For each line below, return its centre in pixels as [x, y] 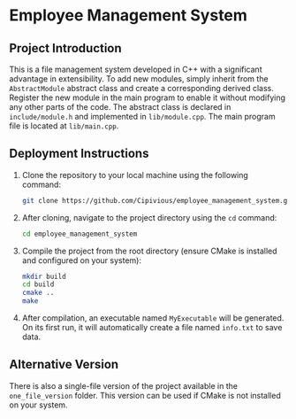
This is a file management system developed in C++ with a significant [136, 69]
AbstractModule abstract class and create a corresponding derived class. [141, 88]
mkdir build [44, 276]
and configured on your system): [81, 260]
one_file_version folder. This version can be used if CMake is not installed [145, 395]
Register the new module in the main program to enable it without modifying [147, 97]
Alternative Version [64, 365]
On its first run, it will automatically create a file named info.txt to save [152, 328]
